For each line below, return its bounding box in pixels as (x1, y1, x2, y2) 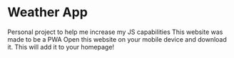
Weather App (7, 4, 88, 21)
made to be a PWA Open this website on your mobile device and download (7, 35, 227, 43)
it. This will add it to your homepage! (7, 42, 115, 51)
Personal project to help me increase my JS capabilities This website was (7, 28, 223, 36)
